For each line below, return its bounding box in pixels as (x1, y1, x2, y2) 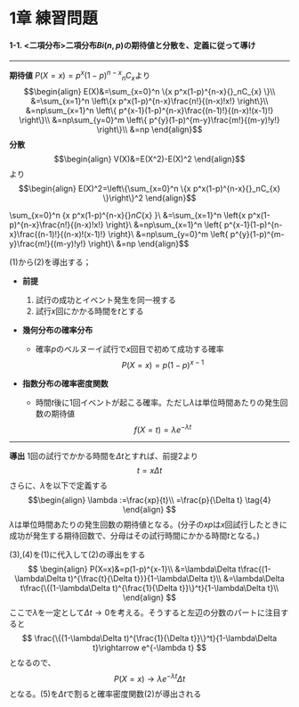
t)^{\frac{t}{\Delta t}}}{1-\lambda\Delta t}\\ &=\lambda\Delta (68, 573, 285, 584)
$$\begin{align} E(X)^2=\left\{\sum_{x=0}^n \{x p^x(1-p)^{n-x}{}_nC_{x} (18, 183, 281, 193)
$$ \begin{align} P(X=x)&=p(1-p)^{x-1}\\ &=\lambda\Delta (28, 563, 237, 575)
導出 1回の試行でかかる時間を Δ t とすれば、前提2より (9, 451, 198, 462)
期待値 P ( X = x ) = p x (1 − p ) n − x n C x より (9, 69, 151, 83)
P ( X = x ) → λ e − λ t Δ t (114, 672, 185, 684)
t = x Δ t (136, 465, 163, 476)
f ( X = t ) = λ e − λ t (133, 423, 192, 435)
